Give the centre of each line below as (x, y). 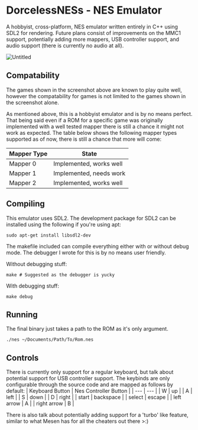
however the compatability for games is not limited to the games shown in (96, 96)
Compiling (26, 204)
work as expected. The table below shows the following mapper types (92, 132)
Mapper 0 (23, 163)
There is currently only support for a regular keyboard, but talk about (90, 372)
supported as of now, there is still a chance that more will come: (84, 139)
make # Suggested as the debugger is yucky (61, 275)
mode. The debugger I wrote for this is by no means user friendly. (86, 253)
